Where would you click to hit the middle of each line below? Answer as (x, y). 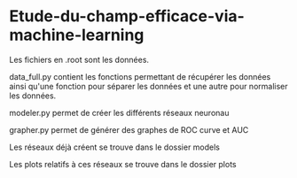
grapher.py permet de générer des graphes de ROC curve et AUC (129, 129)
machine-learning (77, 35)
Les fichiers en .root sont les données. (79, 59)
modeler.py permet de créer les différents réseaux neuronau (119, 112)
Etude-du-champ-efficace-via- (127, 16)
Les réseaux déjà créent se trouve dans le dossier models (114, 147)
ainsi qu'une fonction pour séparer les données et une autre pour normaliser (148, 86)
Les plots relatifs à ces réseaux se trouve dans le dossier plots (123, 164)
